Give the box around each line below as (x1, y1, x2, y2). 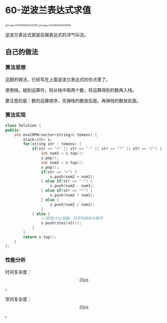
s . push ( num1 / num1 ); (49, 202, 95, 207)
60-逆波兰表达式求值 (5, 4, 91, 16)
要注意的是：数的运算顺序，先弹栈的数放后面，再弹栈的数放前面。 (5, 97, 141, 103)
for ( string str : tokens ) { (23, 141, 81, 146)
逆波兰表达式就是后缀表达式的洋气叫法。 (5, 31, 88, 37)
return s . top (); (23, 234, 57, 239)
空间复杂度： (5, 296, 31, 302)
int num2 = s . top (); (40, 160, 84, 165)
